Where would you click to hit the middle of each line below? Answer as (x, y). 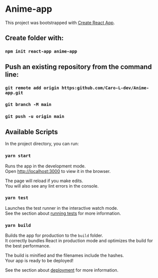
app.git (14, 93)
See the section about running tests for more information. (63, 213)
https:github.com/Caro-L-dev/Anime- (105, 88)
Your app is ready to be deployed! (39, 261)
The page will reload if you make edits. (44, 181)
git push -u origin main (35, 117)
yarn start (18, 156)
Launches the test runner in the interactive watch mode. (62, 208)
